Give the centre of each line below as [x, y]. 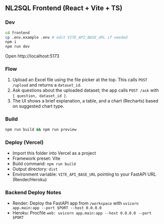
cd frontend [17, 33]
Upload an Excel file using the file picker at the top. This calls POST [80, 80]
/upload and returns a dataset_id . [47, 85]
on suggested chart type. [38, 106]
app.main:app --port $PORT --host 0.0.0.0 [57, 208]
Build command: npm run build [44, 163]
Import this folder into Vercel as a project [54, 153]
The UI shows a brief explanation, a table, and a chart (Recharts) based [85, 101]
